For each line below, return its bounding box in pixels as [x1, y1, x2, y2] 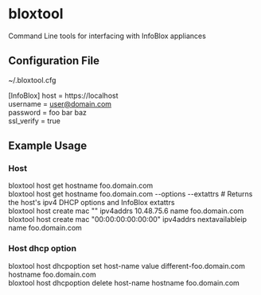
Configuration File [8, 54, 100, 68]
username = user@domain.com [8, 99, 112, 108]
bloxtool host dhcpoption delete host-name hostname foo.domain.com [8, 278, 240, 287]
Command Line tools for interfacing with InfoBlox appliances [8, 31, 207, 41]
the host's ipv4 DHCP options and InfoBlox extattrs [8, 198, 175, 208]
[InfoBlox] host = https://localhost [8, 91, 119, 100]
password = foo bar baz [8, 107, 88, 117]
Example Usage [8, 139, 88, 153]
